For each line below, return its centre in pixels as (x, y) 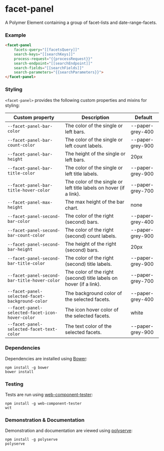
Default (144, 117)
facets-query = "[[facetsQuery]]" (47, 50)
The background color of (93, 293)
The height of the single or (95, 154)
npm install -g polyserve (31, 440)
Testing (14, 384)
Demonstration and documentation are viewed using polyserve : (69, 431)
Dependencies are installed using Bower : (46, 358)
